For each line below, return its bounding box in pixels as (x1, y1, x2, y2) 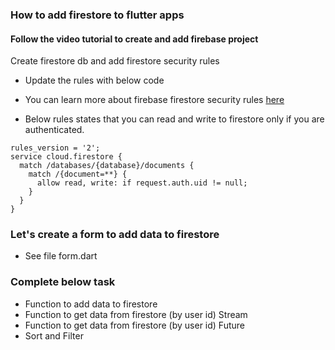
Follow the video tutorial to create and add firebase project (10, 33, 259, 45)
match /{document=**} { (28, 169, 128, 180)
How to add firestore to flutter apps (10, 8, 185, 22)
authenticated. (24, 124, 85, 136)
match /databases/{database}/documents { (19, 161, 195, 171)
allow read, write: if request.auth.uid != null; (36, 178, 248, 188)
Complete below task (10, 275, 116, 289)
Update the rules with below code (24, 74, 165, 87)
